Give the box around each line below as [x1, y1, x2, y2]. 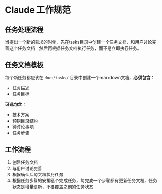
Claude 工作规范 [5, 4, 71, 16]
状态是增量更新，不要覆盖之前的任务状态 [12, 183, 93, 190]
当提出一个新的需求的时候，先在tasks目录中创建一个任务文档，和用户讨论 [5, 39, 152, 45]
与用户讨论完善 [12, 165, 42, 171]
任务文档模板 [5, 61, 44, 69]
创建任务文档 [12, 159, 38, 165]
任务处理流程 [5, 25, 44, 34]
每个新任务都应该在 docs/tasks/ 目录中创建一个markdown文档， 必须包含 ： [5, 74, 155, 80]
